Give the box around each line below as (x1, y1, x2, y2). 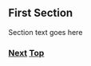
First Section (8, 6, 73, 20)
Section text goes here (8, 27, 83, 37)
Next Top (8, 47, 45, 58)
